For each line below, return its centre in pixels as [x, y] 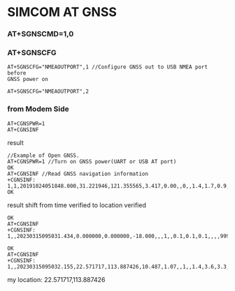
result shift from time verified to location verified [77, 205]
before [17, 73]
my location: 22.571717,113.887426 [56, 279]
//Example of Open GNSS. [43, 155]
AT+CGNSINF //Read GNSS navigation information [78, 174]
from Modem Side [38, 109]
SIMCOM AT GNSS [62, 12]
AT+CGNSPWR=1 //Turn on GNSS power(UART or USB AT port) [92, 161]
